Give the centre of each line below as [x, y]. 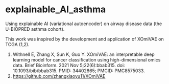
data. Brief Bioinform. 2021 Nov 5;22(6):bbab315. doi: [69, 65]
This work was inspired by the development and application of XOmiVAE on [85, 39]
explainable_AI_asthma [56, 9]
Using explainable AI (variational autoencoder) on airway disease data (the [84, 24]
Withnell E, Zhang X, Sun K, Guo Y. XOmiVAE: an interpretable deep [83, 54]
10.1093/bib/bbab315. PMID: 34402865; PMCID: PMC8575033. [79, 71]
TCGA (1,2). [17, 44]
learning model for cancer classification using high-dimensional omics [87, 59]
